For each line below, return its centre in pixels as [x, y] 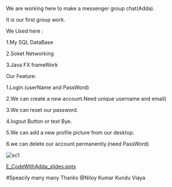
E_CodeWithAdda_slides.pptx [41, 166]
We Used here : [25, 31]
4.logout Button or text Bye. [39, 121]
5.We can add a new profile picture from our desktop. [70, 133]
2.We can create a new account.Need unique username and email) [86, 99]
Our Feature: [21, 76]
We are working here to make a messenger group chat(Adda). [80, 8]
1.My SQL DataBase [30, 42]
